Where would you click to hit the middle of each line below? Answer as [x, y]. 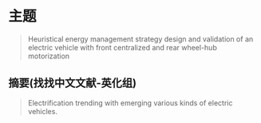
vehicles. [43, 111]
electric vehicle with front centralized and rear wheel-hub [122, 47]
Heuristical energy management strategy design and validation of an [140, 39]
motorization [49, 56]
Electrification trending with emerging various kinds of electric [130, 103]
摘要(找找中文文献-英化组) [73, 83]
